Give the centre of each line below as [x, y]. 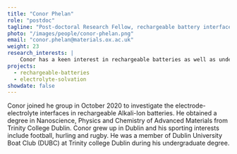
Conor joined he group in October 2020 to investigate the [91, 105]
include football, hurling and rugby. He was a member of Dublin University [115, 136]
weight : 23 [23, 46]
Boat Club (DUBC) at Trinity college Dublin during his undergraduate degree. [119, 143]
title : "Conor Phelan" [41, 14]
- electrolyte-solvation [50, 79]
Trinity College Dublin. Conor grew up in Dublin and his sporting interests [114, 128]
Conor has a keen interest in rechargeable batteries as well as [118, 60]
